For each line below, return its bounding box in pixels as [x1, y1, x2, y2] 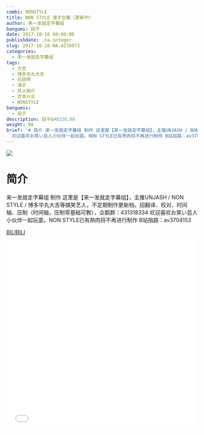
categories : [6, 49, 36, 55]
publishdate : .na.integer [6, 37, 72, 43]
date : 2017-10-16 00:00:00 [6, 32, 75, 38]
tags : [6, 59, 20, 66]
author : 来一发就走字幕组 [6, 20, 65, 26]
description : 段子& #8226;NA [6, 116, 76, 122]
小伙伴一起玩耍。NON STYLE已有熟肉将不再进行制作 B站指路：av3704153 [6, 216, 192, 223]
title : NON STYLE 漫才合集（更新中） [6, 15, 93, 21]
